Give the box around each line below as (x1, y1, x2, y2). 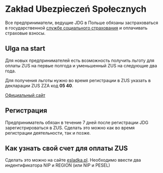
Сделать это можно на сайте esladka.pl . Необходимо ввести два (5, 157, 141, 163)
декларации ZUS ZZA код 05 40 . (5, 83, 74, 88)
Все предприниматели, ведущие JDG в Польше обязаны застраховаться (5, 20, 159, 26)
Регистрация (5, 107, 48, 115)
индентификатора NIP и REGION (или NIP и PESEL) (5, 162, 110, 168)
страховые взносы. (5, 30, 46, 36)
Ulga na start (5, 44, 46, 53)
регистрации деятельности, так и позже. (5, 130, 91, 136)
